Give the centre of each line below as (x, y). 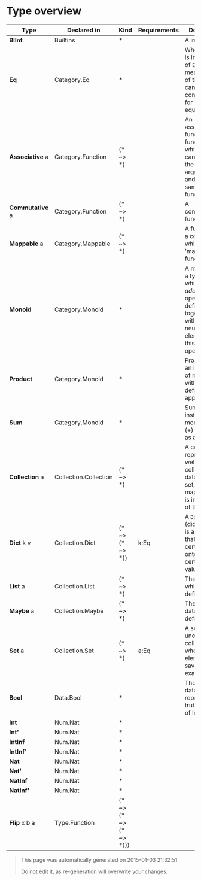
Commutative (29, 208)
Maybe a (22, 610)
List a (17, 586)
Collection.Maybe (79, 610)
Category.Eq (72, 80)
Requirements (159, 30)
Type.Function (74, 822)
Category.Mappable (83, 244)
